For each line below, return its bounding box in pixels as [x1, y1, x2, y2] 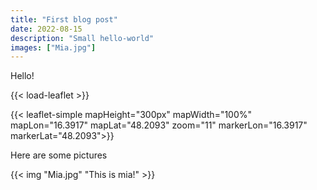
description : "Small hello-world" [10, 33, 155, 43]
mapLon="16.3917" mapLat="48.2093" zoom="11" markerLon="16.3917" [10, 119, 308, 131]
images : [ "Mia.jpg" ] [10, 42, 97, 53]
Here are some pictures [10, 149, 108, 161]
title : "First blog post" [10, 14, 118, 25]
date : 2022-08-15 [10, 24, 83, 34]
